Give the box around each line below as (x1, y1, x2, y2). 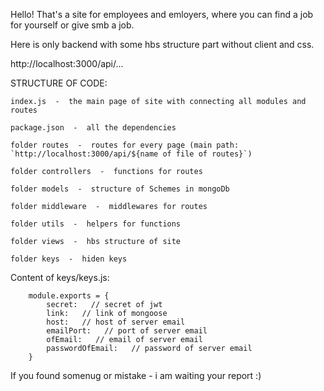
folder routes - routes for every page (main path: (10, 140, 240, 150)
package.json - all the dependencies (10, 123, 177, 133)
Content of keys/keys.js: (10, 272, 110, 283)
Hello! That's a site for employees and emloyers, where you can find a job (10, 9, 314, 20)
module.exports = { (28, 291, 110, 301)
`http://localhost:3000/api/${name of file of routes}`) (10, 149, 253, 159)
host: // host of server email (46, 317, 186, 327)
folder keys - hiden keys (10, 254, 128, 264)
